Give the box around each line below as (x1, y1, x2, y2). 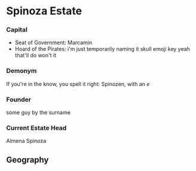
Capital (6, 26, 28, 34)
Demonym (6, 67, 37, 75)
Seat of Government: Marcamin (14, 39, 93, 46)
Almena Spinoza (6, 138, 47, 145)
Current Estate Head (6, 124, 67, 132)
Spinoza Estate (6, 4, 82, 18)
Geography (6, 154, 49, 165)
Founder (6, 95, 32, 103)
